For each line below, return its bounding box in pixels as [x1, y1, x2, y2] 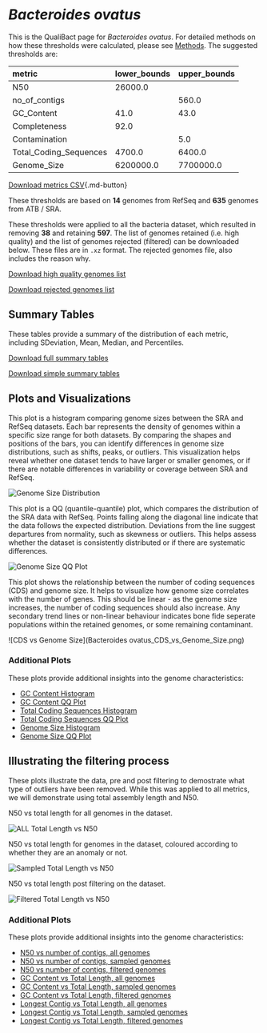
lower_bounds [114, 68, 170, 79]
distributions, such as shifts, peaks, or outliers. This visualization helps [8, 446, 241, 457]
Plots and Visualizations [8, 392, 132, 406]
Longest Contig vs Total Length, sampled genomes [19, 1007, 188, 1017]
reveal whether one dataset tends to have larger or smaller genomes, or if [8, 455, 250, 465]
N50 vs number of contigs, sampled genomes [19, 956, 171, 966]
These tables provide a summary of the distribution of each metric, [8, 329, 229, 338]
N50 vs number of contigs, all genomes [19, 947, 150, 957]
